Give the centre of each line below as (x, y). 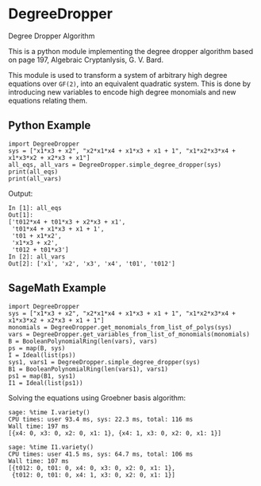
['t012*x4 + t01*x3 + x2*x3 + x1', (67, 222)
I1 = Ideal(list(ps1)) (46, 383)
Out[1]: (21, 215)
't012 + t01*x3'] (40, 250)
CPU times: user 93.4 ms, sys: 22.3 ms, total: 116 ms (101, 419)
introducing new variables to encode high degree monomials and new (122, 91)
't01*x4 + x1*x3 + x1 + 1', (58, 229)
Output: (21, 193)
